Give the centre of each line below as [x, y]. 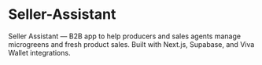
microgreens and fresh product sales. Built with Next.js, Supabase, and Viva [131, 44]
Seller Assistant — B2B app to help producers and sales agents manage [125, 36]
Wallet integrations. [39, 52]
